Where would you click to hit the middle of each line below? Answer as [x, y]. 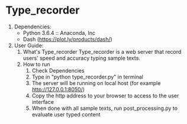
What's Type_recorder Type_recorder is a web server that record [102, 51]
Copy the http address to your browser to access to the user [105, 96]
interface [43, 102]
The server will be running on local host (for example [96, 83]
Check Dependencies [58, 70]
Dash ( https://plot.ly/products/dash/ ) [68, 39]
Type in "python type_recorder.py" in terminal [87, 77]
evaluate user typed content [66, 114]
